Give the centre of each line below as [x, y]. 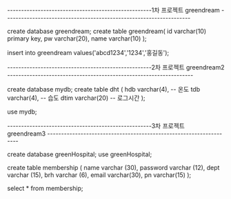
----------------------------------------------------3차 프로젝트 [96, 126]
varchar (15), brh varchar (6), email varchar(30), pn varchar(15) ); [99, 175]
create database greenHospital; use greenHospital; [80, 154]
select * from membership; [45, 188]
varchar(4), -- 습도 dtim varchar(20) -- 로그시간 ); [77, 98]
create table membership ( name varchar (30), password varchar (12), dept [113, 168]
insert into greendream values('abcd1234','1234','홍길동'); [88, 53]
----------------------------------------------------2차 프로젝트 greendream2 [116, 67]
